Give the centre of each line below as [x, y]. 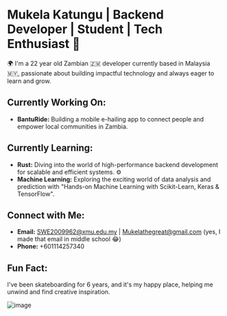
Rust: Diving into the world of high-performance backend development [117, 164]
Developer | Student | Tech [85, 29]
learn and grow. [29, 81]
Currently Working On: [57, 103]
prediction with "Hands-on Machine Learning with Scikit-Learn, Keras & [118, 186]
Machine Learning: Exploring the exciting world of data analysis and [114, 179]
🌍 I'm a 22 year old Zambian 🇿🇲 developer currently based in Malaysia [109, 63]
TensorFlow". [36, 194]
